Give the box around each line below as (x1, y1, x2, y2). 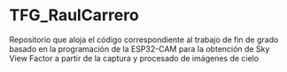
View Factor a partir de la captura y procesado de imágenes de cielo (9, 53, 260, 63)
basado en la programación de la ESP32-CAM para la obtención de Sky (9, 43, 270, 54)
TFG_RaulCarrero (9, 5, 139, 25)
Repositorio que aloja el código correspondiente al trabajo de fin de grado (9, 34, 279, 45)
